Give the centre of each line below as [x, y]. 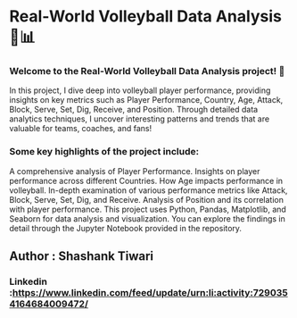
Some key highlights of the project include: [104, 152]
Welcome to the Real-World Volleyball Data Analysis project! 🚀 [147, 71]
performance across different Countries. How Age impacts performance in [146, 180]
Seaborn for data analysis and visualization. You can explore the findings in [147, 218]
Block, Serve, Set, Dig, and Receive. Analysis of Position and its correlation [146, 199]
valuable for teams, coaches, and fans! [81, 129]
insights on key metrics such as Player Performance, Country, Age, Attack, [146, 100]
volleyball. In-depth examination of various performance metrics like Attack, [148, 190]
